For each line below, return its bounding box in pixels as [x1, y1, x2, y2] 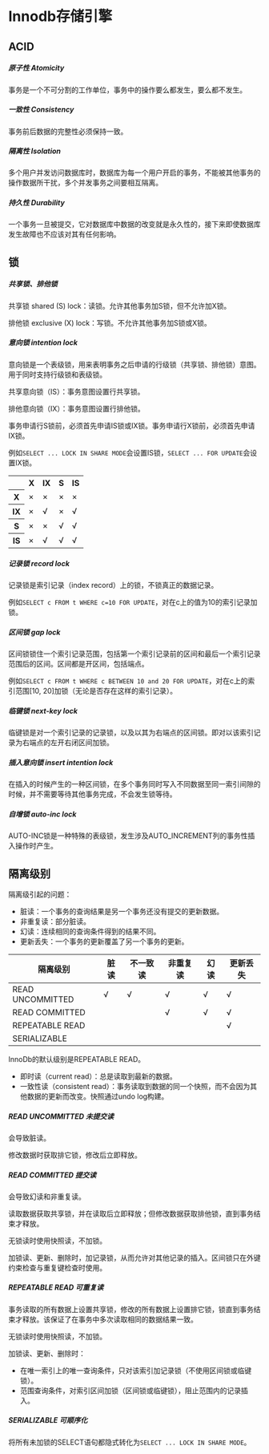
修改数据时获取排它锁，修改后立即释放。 [8, 1150, 142, 1160]
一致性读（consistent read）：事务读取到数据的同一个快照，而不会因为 [19, 1081, 251, 1091]
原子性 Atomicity [8, 63, 65, 73]
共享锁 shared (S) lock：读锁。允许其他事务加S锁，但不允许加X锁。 [8, 301, 231, 310]
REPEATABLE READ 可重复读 [8, 1282, 104, 1292]
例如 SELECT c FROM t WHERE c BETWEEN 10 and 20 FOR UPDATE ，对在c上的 [8, 676, 248, 686]
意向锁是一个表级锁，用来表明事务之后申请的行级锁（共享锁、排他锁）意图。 [8, 359, 261, 369]
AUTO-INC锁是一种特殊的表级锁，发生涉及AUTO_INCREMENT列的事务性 [8, 831, 248, 840]
